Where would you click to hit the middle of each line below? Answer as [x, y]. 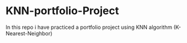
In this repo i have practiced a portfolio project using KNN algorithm [89, 27]
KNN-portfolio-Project [62, 11]
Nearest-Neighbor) [29, 33]
